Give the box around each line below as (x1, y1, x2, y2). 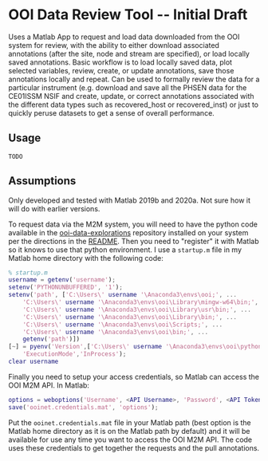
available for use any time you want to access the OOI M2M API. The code (8, 435, 253, 444)
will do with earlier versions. (8, 203, 100, 213)
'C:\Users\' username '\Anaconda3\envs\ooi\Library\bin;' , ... (22, 313, 238, 321)
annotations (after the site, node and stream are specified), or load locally (8, 49, 250, 58)
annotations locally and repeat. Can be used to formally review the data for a (8, 74, 260, 84)
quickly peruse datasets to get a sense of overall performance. (8, 108, 215, 117)
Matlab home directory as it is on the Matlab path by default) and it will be (8, 426, 250, 435)
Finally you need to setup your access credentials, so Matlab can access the (8, 372, 259, 381)
